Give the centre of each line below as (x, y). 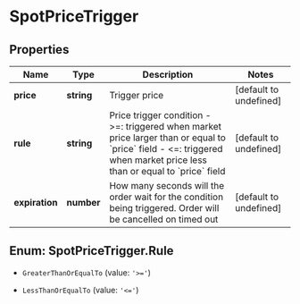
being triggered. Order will (164, 208)
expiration (36, 203)
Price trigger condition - (160, 115)
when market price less (158, 160)
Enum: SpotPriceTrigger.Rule (92, 251)
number (83, 203)
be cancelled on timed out (164, 219)
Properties (39, 50)
